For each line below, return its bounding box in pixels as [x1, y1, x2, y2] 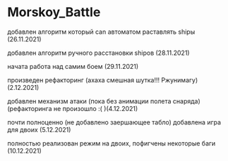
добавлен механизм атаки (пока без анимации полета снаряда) [7, 96, 201, 105]
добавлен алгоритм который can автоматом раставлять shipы [7, 27, 196, 36]
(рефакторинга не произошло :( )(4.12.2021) [7, 104, 138, 112]
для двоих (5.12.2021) [7, 125, 71, 134]
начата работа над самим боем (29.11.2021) [7, 62, 139, 70]
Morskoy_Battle [7, 4, 101, 20]
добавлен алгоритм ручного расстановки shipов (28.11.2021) [7, 49, 190, 57]
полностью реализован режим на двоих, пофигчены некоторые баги [7, 139, 216, 148]
